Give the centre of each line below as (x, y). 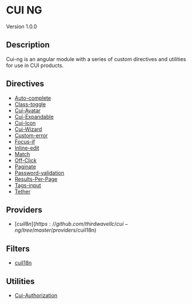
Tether (23, 191)
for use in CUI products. (35, 65)
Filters (18, 249)
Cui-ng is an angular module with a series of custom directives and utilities (96, 59)
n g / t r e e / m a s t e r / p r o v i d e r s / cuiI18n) (55, 230)
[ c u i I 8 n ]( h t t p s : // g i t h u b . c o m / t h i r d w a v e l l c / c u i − (71, 224)
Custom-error (31, 135)
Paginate (25, 166)
